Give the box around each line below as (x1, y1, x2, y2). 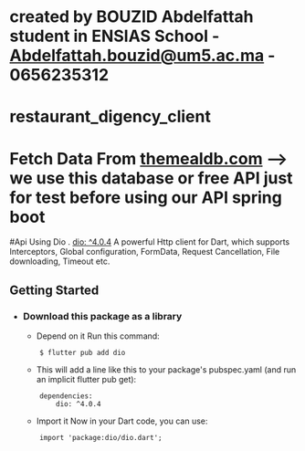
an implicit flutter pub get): (36, 374, 137, 384)
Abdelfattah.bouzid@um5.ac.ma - (9, 46, 276, 66)
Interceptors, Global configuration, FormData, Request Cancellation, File (9, 246, 280, 257)
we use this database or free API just (9, 167, 294, 188)
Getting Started (9, 282, 100, 298)
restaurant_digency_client (9, 107, 212, 127)
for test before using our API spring (9, 187, 283, 207)
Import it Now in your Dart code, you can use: (36, 415, 208, 426)
